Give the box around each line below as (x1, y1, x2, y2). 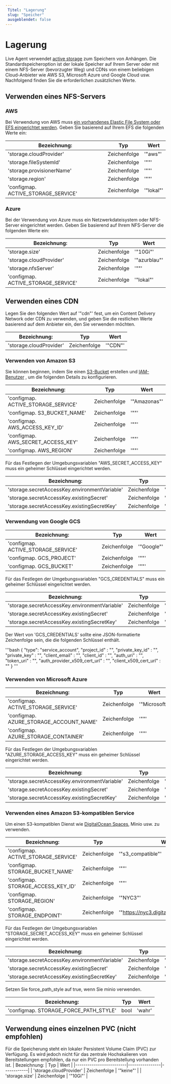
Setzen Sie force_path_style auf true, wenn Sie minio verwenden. (5, 986, 142, 992)
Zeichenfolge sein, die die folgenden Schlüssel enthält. (5, 637, 121, 643)
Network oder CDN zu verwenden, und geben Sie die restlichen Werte (5, 316, 153, 322)
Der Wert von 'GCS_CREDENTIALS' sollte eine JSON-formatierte (5, 631, 140, 637)
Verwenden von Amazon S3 (5, 357, 76, 364)
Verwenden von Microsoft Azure (5, 675, 88, 683)
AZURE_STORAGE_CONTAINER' (8, 733, 84, 740)
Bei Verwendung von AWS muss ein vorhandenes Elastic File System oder (5, 119, 161, 125)
